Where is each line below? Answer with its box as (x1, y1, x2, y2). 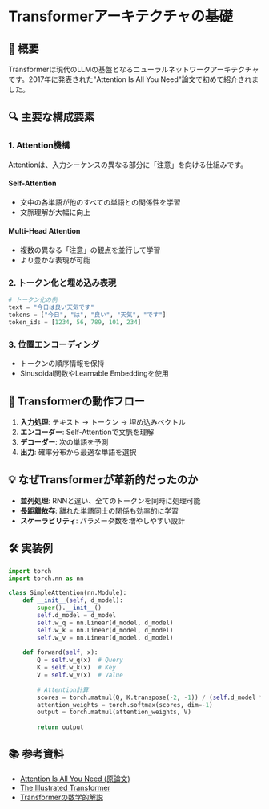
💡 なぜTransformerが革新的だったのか (8, 473, 199, 486)
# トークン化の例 (8, 296, 58, 304)
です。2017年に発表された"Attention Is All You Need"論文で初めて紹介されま (8, 75, 259, 84)
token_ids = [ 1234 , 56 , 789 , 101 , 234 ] (8, 319, 142, 327)
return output (37, 723, 84, 731)
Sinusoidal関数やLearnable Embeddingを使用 (19, 368, 170, 378)
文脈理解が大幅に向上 (19, 207, 90, 217)
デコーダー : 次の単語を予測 (19, 437, 109, 446)
